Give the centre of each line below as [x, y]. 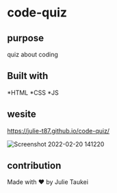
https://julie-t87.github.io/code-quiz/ [58, 130]
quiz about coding [32, 54]
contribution [34, 166]
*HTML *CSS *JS [33, 92]
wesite [22, 114]
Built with [28, 76]
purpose [26, 38]
